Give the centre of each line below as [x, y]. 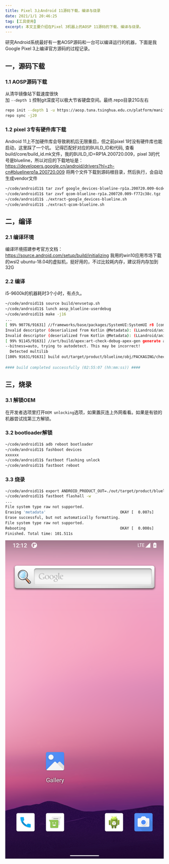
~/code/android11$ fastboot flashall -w [48, 496]
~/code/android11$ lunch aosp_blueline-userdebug [58, 309]
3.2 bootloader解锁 [29, 433]
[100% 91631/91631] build [32, 357]
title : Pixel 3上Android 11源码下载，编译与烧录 [53, 11]
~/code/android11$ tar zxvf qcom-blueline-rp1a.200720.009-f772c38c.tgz [83, 194]
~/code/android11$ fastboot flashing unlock [53, 460]
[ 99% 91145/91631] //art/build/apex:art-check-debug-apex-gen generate [83, 341]
